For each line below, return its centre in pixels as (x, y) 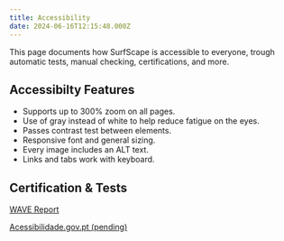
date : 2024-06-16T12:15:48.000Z (70, 26)
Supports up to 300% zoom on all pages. (99, 111)
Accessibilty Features (72, 90)
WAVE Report (34, 209)
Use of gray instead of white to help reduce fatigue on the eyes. (141, 121)
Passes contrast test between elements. (97, 131)
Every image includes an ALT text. (85, 150)
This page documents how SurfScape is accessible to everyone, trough (142, 51)
